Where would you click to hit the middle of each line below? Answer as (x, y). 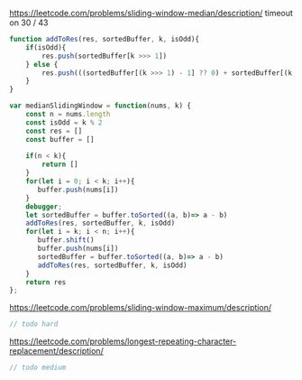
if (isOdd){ (46, 47)
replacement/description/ (56, 351)
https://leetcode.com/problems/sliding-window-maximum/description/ (141, 308)
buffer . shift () (66, 240)
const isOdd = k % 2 (64, 122)
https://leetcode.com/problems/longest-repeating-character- (123, 341)
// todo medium (38, 368)
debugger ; (44, 207)
